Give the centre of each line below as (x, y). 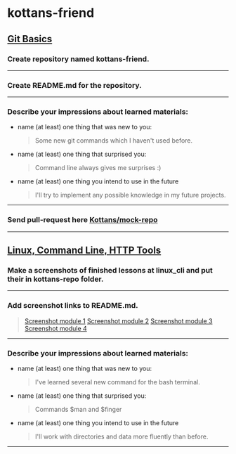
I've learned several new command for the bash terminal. (117, 382)
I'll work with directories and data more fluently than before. (122, 436)
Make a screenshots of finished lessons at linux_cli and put (110, 271)
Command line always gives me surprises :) (98, 168)
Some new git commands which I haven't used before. (114, 141)
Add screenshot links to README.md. (73, 306)
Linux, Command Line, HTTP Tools (84, 251)
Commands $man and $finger (78, 410)
